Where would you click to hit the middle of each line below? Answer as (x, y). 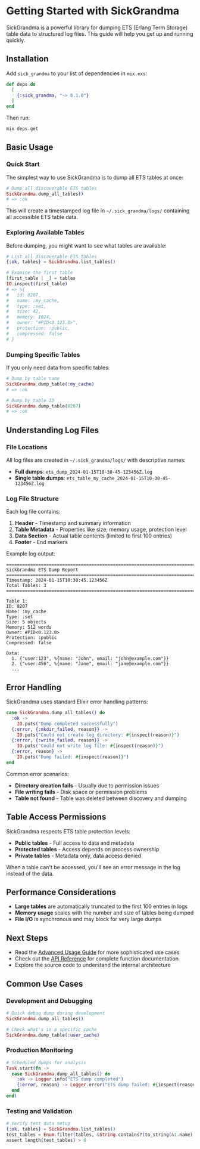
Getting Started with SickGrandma (93, 11)
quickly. (16, 40)
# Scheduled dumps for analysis (46, 1062)
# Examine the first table (40, 273)
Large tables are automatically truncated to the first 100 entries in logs (101, 906)
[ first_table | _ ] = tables (41, 279)
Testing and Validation (39, 1111)
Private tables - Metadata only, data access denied (78, 855)
